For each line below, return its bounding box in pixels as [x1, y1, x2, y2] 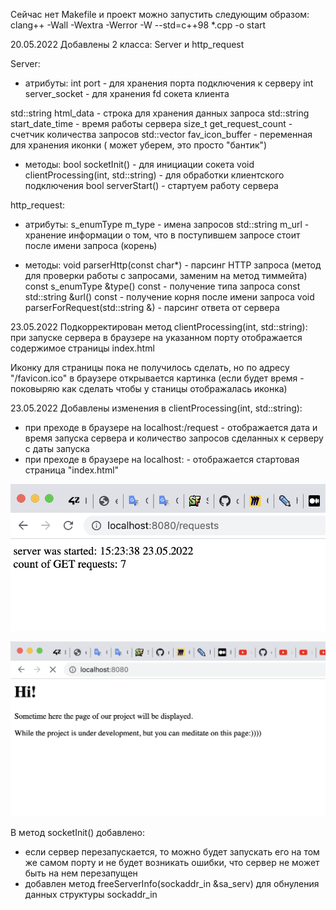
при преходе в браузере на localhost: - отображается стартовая [24, 454, 300, 465]
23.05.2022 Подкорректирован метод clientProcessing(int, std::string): [10, 321, 308, 333]
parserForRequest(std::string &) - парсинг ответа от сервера [24, 302, 280, 313]
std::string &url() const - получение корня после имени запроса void [24, 291, 315, 303]
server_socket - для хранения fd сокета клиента [24, 88, 230, 99]
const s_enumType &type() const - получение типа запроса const [24, 280, 301, 292]
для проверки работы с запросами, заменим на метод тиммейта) [24, 270, 308, 281]
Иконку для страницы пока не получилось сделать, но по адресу [10, 362, 290, 373]
